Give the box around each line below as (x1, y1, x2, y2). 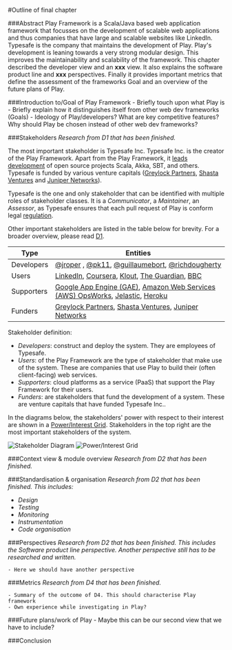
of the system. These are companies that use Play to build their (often (17, 364, 216, 371)
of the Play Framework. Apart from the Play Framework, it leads (8, 154, 188, 162)
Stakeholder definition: (8, 328, 72, 336)
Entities (125, 248, 151, 257)
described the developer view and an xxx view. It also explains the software (8, 63, 223, 71)
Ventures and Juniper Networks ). (8, 176, 103, 184)
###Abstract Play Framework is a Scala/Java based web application (8, 19, 201, 27)
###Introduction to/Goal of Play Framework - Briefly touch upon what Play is (8, 98, 225, 106)
